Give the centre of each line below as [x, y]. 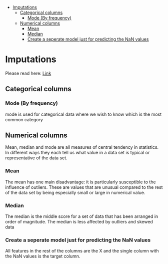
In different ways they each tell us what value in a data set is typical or [77, 153]
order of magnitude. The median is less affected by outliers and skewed [79, 222]
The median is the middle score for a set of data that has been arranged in [82, 216]
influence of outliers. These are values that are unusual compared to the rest [84, 187]
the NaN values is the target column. [43, 256]
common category [24, 119]
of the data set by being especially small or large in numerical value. [75, 192]
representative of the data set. [36, 158]
